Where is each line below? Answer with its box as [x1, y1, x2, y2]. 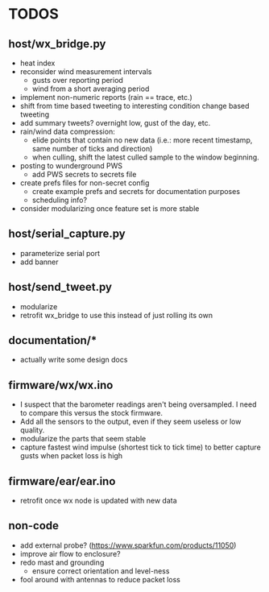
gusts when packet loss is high [19, 451, 123, 461]
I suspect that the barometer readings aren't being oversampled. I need [19, 399, 257, 409]
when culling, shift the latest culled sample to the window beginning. [31, 152, 259, 162]
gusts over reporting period [31, 76, 123, 85]
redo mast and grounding [19, 557, 105, 567]
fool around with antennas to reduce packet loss [19, 574, 181, 584]
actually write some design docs [19, 355, 128, 365]
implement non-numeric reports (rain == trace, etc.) [19, 93, 193, 101]
